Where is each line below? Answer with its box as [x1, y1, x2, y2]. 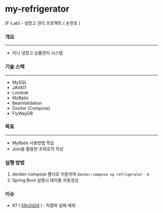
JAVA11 [12, 84, 27, 90]
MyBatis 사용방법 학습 [12, 140, 54, 145]
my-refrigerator [5, 3, 69, 15]
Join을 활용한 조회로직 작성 [12, 146, 64, 152]
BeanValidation [12, 100, 42, 106]
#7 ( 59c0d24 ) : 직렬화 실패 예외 [12, 203, 76, 209]
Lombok [12, 89, 29, 95]
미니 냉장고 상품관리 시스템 [12, 50, 63, 56]
